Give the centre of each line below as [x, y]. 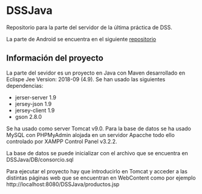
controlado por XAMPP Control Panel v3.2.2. [62, 141]
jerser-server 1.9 [35, 97]
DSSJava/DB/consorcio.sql [40, 159]
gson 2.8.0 [28, 116]
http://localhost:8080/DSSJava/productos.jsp [63, 184]
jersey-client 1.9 [35, 110]
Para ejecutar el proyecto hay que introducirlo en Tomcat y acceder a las [97, 171]
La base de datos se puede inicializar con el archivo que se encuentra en [97, 153]
